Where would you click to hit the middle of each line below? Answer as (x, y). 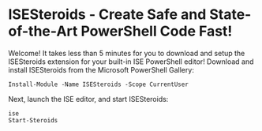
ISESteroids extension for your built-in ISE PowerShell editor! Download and (131, 62)
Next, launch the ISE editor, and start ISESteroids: (88, 99)
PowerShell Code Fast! (157, 31)
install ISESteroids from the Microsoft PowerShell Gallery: (101, 69)
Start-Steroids (33, 120)
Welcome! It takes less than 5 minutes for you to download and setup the (127, 53)
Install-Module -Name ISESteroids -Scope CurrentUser (99, 84)
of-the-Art (43, 31)
